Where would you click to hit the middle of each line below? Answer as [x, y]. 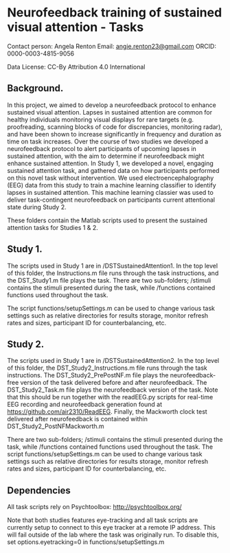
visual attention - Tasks [76, 27]
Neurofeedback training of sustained [115, 13]
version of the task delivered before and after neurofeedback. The [114, 383]
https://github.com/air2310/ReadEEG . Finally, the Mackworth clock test [107, 412]
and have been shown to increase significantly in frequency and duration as [114, 134]
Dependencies [39, 490]
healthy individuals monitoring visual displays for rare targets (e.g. [101, 119]
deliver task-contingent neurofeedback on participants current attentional [111, 200]
